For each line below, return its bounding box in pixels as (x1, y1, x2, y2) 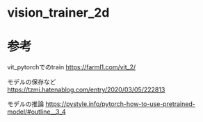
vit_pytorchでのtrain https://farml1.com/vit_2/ (7, 63, 136, 71)
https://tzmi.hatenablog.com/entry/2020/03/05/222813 (7, 85, 165, 94)
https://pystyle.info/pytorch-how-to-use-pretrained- (44, 100, 196, 108)
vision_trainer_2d (7, 5, 110, 21)
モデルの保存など (7, 78, 56, 86)
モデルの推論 (7, 100, 44, 108)
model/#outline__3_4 (7, 107, 66, 116)
